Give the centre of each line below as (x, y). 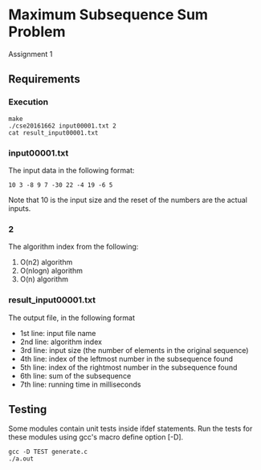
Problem (37, 32)
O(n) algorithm (44, 279)
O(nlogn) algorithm (51, 271)
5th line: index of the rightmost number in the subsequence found (128, 367)
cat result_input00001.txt (53, 133)
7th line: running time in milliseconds (80, 384)
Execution (29, 102)
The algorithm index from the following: (73, 247)
